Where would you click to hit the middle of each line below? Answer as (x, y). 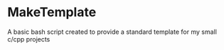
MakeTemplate (52, 12)
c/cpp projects (29, 39)
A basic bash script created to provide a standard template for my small (112, 32)
